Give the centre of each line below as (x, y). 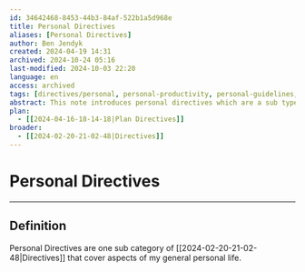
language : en (34, 77)
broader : (26, 128)
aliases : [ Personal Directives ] (70, 35)
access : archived (42, 86)
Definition (38, 226)
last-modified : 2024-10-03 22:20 (73, 69)
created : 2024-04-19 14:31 (60, 52)
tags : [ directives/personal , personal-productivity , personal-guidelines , (154, 94)
